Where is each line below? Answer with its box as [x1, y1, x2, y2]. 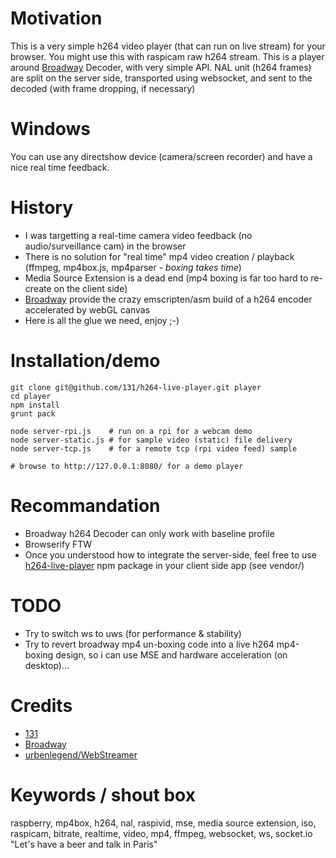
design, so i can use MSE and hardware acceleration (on [55, 648, 288, 661]
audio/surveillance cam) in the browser [24, 240, 187, 252]
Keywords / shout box [10, 783, 196, 806]
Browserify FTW [24, 538, 93, 550]
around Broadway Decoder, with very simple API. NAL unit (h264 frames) [10, 61, 312, 73]
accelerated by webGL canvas [24, 303, 151, 316]
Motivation [10, 7, 103, 30]
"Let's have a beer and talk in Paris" [10, 838, 158, 850]
